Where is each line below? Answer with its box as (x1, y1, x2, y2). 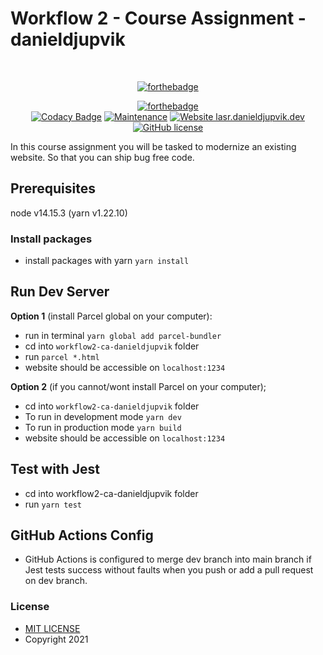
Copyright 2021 (24, 633, 89, 645)
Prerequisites (10, 180, 96, 197)
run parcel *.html (24, 350, 100, 362)
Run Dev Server (10, 283, 110, 301)
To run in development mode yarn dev (24, 410, 182, 422)
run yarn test (24, 498, 82, 510)
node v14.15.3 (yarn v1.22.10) (10, 207, 128, 219)
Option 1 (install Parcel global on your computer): (10, 310, 213, 322)
